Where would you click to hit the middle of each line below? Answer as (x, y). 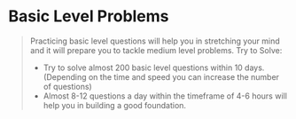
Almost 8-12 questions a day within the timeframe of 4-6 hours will (165, 96)
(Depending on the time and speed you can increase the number (161, 76)
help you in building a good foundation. (115, 105)
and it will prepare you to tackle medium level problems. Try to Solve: (156, 50)
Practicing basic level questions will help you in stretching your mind (155, 41)
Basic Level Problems (89, 16)
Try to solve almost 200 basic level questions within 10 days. (154, 67)
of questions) (67, 86)
